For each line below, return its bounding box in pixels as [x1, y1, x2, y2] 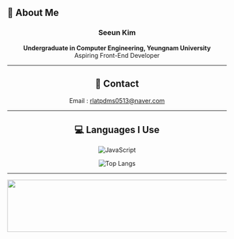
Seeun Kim [98, 28, 136, 38]
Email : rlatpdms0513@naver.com [69, 96, 165, 105]
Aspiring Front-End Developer [74, 51, 160, 59]
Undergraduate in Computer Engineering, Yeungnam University [23, 43, 211, 52]
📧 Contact [95, 78, 139, 90]
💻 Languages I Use [74, 123, 160, 136]
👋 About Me [7, 7, 59, 19]
